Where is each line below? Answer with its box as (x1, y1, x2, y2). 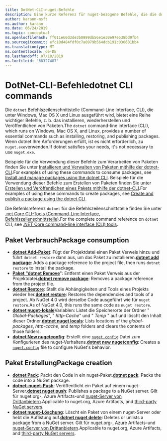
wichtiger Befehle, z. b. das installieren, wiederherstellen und (5, 118, 130, 124)
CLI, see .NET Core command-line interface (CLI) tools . (5, 221, 118, 227)
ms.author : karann (5, 21, 43, 26)
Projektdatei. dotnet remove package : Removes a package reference (12, 276, 154, 282)
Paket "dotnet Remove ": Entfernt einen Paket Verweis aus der (12, 270, 140, 276)
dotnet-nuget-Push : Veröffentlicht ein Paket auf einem (12, 382, 125, 389)
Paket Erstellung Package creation (5, 359, 112, 367)
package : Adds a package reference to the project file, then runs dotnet (12, 260, 161, 266)
